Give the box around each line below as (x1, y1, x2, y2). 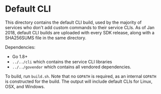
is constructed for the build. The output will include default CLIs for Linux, (5, 78, 153, 84)
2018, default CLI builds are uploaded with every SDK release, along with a (5, 30, 155, 35)
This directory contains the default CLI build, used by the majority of (5, 19, 142, 25)
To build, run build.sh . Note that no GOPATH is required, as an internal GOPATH (5, 73, 157, 79)
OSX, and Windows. (5, 83, 45, 89)
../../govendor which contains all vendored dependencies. (12, 64, 131, 70)
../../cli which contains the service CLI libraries (12, 59, 112, 64)
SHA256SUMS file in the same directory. (5, 35, 87, 41)
